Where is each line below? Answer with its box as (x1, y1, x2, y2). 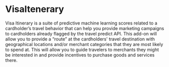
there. (5, 57, 18, 63)
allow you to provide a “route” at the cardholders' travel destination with (5, 36, 155, 42)
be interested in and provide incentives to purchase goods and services (5, 51, 155, 58)
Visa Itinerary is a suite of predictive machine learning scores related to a (5, 20, 158, 26)
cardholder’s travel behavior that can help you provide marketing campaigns (5, 25, 164, 31)
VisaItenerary (5, 3, 64, 15)
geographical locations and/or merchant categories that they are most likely (5, 41, 163, 47)
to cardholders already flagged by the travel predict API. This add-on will (5, 30, 157, 36)
